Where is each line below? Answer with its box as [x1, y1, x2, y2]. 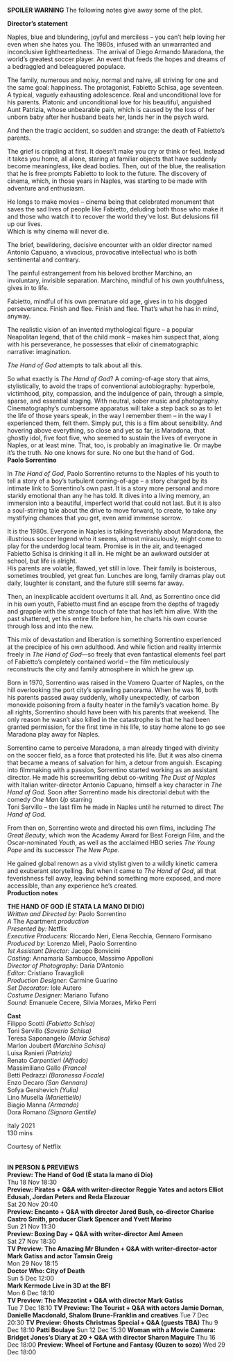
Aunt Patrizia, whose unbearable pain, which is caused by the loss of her [7, 106, 216, 113]
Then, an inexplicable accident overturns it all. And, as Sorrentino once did [7, 593, 221, 600]
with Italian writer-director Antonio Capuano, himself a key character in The [7, 780, 223, 789]
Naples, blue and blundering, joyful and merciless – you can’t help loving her [7, 33, 226, 41]
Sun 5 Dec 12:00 [7, 1274, 54, 1282]
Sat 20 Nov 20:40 [7, 1200, 58, 1208]
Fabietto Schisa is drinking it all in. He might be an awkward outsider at [7, 550, 209, 557]
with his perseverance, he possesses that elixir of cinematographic [7, 340, 199, 348]
